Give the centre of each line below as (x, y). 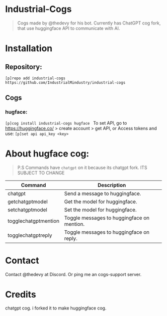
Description (112, 185)
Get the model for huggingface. (101, 201)
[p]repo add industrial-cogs (35, 78)
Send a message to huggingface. (103, 193)
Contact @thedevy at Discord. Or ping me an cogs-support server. (73, 274)
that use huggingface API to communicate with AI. (69, 28)
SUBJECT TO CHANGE (41, 172)
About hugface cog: (47, 154)
